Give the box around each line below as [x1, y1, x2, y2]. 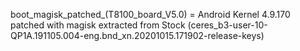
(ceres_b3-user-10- [187, 19, 268, 31]
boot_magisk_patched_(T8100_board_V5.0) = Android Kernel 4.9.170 [10, 9, 291, 20]
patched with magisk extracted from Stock [10, 19, 186, 31]
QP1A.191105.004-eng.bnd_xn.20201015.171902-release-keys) [10, 30, 265, 41]
